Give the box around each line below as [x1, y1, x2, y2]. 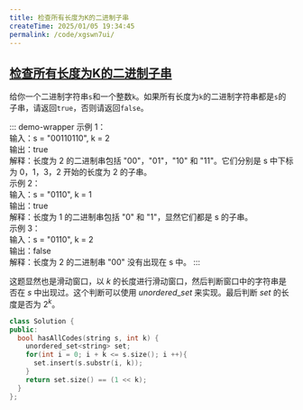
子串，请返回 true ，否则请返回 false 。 [9, 103, 149, 114]
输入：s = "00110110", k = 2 [9, 132, 110, 144]
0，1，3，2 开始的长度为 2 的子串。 [19, 167, 151, 178]
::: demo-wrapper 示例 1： [9, 122, 106, 132]
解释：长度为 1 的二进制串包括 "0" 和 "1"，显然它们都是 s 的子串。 [9, 212, 253, 223]
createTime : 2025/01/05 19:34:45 [9, 22, 135, 31]
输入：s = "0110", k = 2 [9, 234, 94, 245]
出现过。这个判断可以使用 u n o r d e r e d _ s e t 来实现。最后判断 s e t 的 [41, 287, 281, 298]
